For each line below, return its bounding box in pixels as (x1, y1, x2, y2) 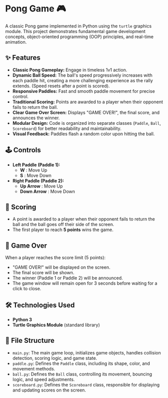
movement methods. (12, 365, 55, 371)
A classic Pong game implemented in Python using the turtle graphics (5, 23, 152, 29)
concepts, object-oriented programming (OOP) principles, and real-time (5, 34, 154, 40)
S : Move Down (20, 172, 52, 178)
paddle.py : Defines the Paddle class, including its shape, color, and (12, 360, 150, 366)
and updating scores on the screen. (12, 387, 86, 393)
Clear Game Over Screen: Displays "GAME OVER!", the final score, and (12, 109, 160, 115)
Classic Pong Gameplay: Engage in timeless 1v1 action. (12, 67, 127, 73)
